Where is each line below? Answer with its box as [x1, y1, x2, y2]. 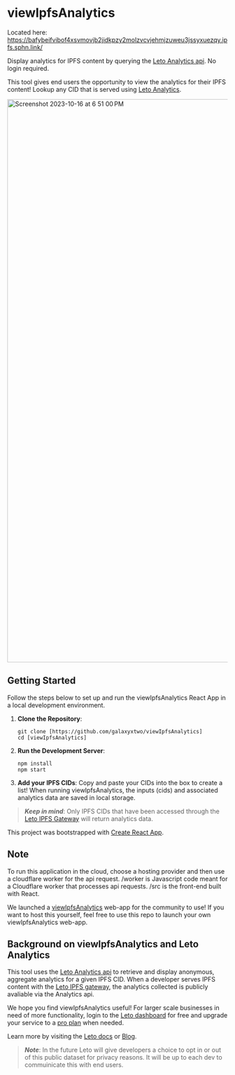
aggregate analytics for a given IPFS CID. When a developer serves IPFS [7, 975, 215, 984]
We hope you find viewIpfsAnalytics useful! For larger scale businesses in [7, 1003, 220, 1012]
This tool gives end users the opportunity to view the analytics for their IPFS [7, 77, 226, 86]
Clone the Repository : [17, 714, 83, 723]
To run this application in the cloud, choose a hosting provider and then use [7, 867, 225, 875]
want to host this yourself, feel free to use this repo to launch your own [7, 910, 211, 919]
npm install [17, 760, 52, 767]
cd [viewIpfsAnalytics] [17, 734, 87, 741]
